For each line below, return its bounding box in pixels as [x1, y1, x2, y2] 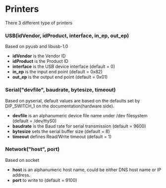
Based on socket [5, 157, 40, 163]
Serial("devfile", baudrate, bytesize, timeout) [5, 87, 116, 94]
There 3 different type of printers [5, 20, 73, 26]
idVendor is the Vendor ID [12, 53, 66, 59]
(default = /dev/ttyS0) [12, 118, 57, 124]
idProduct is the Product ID [12, 58, 68, 64]
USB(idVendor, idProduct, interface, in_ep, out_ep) [5, 32, 129, 39]
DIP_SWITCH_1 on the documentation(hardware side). [5, 103, 114, 109]
